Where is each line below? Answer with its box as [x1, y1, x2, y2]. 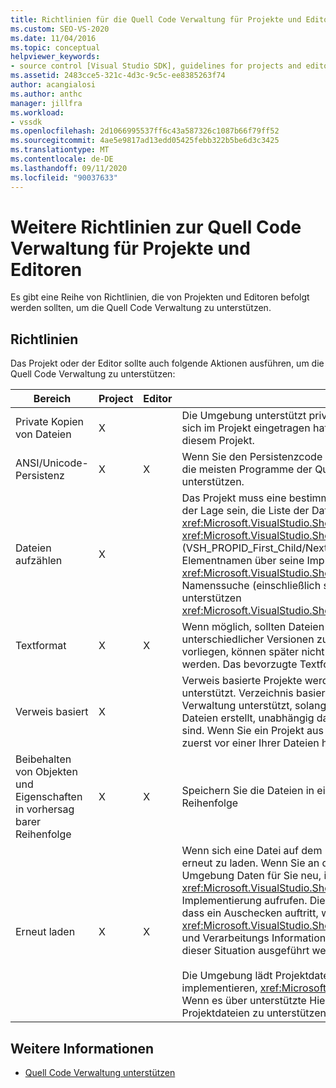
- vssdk [10, 117, 43, 127]
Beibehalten [15, 752, 72, 766]
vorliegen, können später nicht [181, 645, 325, 659]
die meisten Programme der [181, 462, 313, 476]
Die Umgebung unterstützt [181, 409, 307, 423]
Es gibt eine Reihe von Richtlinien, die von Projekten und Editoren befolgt [10, 291, 310, 303]
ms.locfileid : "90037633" [10, 172, 118, 183]
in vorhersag [15, 802, 75, 816]
